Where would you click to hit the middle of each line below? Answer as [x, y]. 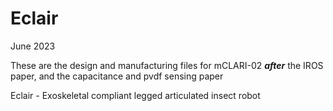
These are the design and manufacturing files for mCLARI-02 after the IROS [167, 65]
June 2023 [33, 46]
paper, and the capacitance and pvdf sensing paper [117, 76]
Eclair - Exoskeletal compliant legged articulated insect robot [135, 95]
